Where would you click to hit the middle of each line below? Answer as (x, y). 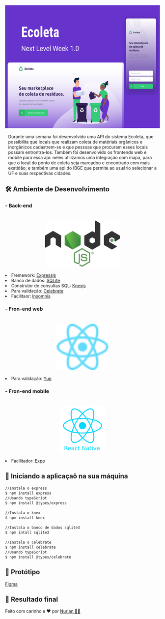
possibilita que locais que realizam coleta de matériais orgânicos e (75, 142)
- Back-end (19, 206)
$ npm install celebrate (30, 547)
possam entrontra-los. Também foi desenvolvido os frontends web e (77, 152)
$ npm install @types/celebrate (38, 557)
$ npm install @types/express (36, 503)
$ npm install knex (25, 518)
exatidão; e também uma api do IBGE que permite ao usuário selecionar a (82, 168)
